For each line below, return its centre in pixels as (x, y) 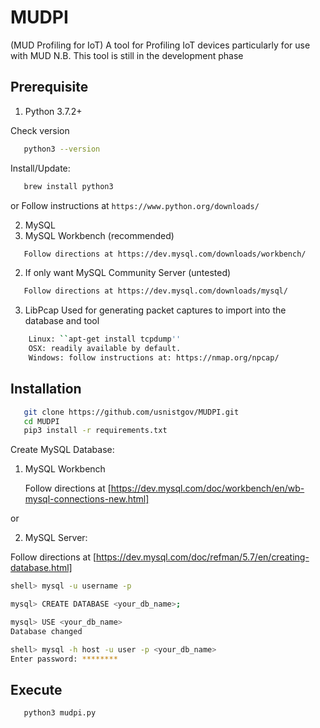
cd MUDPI (41, 421)
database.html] (41, 568)
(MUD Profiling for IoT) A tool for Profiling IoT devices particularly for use (160, 45)
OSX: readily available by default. (105, 349)
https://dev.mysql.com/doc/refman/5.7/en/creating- (203, 557)
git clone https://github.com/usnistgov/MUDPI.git (131, 412)
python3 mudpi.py (60, 713)
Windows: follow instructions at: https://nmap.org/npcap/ (154, 358)
